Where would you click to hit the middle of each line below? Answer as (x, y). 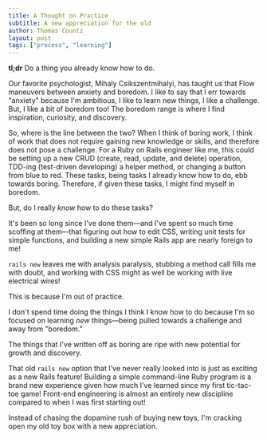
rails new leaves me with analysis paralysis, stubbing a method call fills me (132, 264)
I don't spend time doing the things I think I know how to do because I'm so (132, 312)
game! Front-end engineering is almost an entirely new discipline (127, 394)
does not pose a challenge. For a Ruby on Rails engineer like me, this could (132, 150)
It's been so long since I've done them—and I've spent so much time (121, 223)
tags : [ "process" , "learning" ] (60, 45)
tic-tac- (239, 386)
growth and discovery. (45, 353)
